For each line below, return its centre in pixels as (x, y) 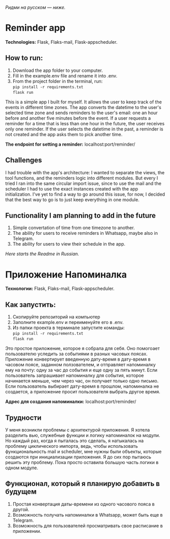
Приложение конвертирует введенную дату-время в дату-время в (78, 359)
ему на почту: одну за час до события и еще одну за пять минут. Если (81, 370)
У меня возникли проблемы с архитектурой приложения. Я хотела (78, 429)
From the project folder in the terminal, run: (58, 81)
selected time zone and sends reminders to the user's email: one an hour (82, 113)
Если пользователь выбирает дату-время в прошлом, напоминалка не (82, 386)
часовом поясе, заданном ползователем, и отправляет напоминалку (80, 365)
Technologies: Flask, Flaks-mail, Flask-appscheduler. (61, 42)
